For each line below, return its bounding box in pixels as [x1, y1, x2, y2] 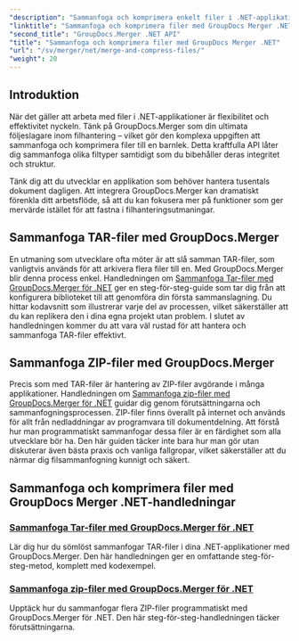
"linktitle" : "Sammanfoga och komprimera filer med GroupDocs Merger [9, 21, 273, 30]
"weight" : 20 [9, 54, 58, 63]
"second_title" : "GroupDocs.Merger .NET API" [9, 29, 181, 38]
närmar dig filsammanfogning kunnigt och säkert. [9, 455, 190, 465]
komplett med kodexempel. [56, 561, 157, 571]
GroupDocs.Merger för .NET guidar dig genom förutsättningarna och [9, 398, 261, 408]
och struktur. [9, 158, 56, 169]
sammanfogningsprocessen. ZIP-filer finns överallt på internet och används [9, 407, 287, 418]
